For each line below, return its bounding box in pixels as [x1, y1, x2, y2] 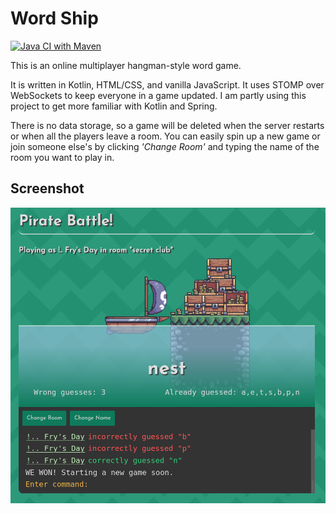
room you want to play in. [10, 151, 115, 163]
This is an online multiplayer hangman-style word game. [10, 59, 242, 71]
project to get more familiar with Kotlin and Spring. [10, 100, 218, 112]
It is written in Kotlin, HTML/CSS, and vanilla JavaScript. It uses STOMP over [10, 78, 325, 91]
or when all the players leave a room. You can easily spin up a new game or [10, 130, 321, 142]
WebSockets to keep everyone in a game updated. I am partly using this [10, 89, 307, 101]
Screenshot [10, 180, 85, 197]
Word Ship [10, 7, 99, 30]
